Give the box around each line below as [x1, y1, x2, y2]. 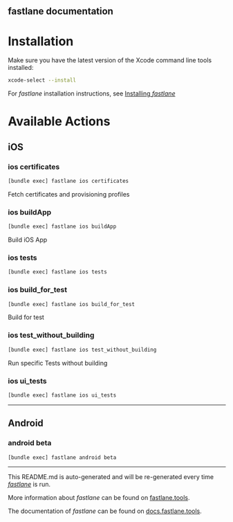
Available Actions [8, 114, 111, 129]
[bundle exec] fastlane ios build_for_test [8, 300, 136, 307]
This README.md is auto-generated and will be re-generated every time [8, 473, 214, 481]
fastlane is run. [8, 480, 51, 489]
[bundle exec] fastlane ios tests [8, 269, 108, 276]
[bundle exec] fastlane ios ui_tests [8, 391, 117, 399]
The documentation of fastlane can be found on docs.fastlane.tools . [8, 507, 203, 515]
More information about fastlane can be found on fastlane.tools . [8, 494, 190, 502]
